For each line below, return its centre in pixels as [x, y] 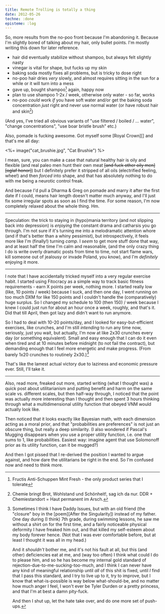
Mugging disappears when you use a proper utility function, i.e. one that [78, 435]
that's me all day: [22, 141]
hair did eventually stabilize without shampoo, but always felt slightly [82, 58]
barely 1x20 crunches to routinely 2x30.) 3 [47, 354]
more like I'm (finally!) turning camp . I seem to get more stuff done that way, [82, 241]
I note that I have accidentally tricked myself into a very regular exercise [78, 276]
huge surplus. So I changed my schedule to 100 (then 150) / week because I [82, 302]
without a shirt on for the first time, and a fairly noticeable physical [79, 524]
